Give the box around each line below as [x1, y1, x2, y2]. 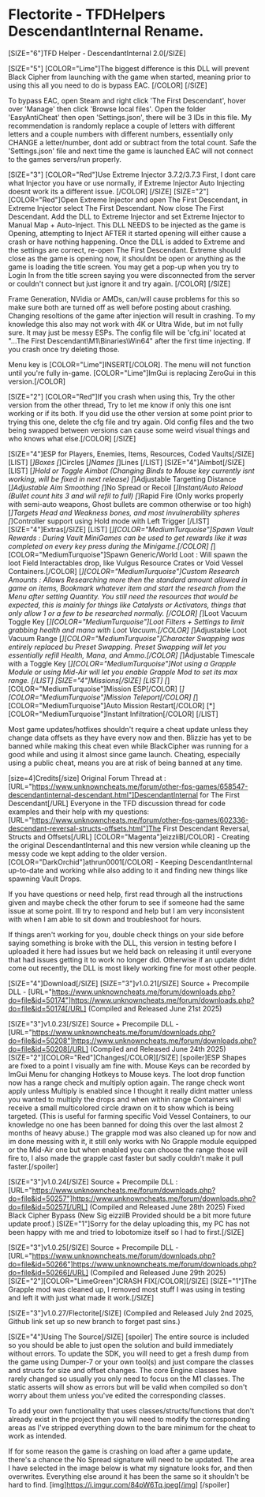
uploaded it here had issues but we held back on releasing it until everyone [8, 946, 252, 956]
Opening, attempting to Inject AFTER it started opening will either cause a [8, 228, 247, 238]
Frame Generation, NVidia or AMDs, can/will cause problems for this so [8, 294, 240, 303]
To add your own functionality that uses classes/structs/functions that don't [8, 1405, 255, 1415]
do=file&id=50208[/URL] [8, 1044, 89, 1053]
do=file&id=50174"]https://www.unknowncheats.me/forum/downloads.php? [8, 995, 255, 1004]
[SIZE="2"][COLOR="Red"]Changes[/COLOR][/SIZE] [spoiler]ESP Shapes [8, 1052, 247, 1062]
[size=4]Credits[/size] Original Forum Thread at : [8, 773, 166, 782]
